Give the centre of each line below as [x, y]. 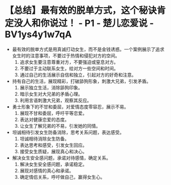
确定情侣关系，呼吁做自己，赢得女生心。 [62, 177]
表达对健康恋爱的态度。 [44, 119]
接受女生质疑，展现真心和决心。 [53, 151]
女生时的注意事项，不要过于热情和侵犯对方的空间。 [66, 55]
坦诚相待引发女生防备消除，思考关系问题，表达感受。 [68, 132]
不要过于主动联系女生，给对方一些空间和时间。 [69, 68]
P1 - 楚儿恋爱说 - [119, 23]
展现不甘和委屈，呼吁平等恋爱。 [53, 113]
